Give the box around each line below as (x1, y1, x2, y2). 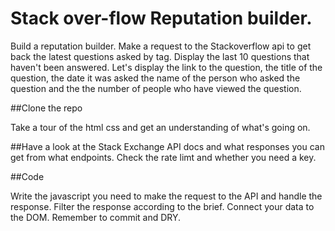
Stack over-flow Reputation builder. (10, 7, 313, 30)
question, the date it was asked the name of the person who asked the (10, 72, 301, 84)
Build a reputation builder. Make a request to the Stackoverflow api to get (10, 40, 312, 52)
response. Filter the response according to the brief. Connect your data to (10, 200, 315, 212)
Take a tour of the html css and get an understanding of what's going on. (10, 121, 311, 133)
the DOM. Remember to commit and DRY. (10, 211, 182, 223)
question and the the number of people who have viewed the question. (10, 82, 302, 94)
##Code (10, 170, 45, 182)
